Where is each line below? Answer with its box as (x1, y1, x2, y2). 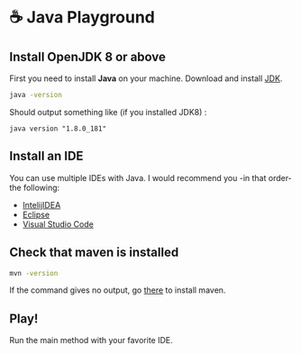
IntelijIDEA (22, 199, 61, 210)
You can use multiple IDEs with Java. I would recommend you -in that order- (9, 172, 293, 183)
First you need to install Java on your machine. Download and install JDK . (9, 73, 283, 84)
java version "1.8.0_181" (9, 123, 106, 133)
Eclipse (22, 209, 50, 220)
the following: (9, 182, 60, 193)
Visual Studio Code (22, 218, 95, 230)
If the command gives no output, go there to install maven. (9, 285, 226, 295)
